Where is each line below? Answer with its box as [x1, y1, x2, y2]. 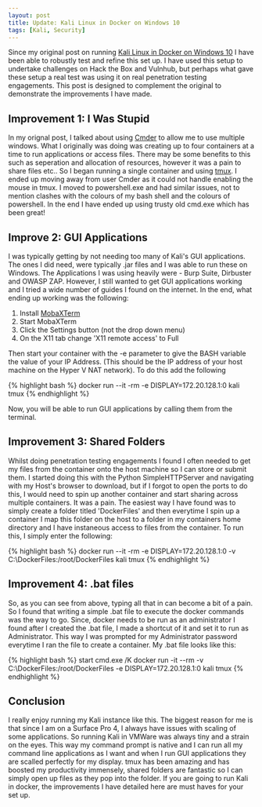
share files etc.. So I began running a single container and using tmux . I [8, 166, 237, 176]
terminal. [8, 413, 37, 422]
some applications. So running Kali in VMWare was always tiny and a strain [8, 732, 249, 742]
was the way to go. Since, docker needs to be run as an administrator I [8, 615, 236, 624]
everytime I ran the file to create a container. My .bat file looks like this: [8, 640, 237, 649]
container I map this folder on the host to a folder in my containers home [8, 514, 241, 524]
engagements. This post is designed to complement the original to [8, 81, 221, 90]
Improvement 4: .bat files [8, 578, 135, 591]
